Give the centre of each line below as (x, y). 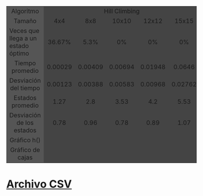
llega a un (23, 38)
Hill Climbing (122, 11)
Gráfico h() (25, 140)
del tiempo (25, 88)
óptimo (19, 53)
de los (25, 123)
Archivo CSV (39, 184)
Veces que (24, 31)
